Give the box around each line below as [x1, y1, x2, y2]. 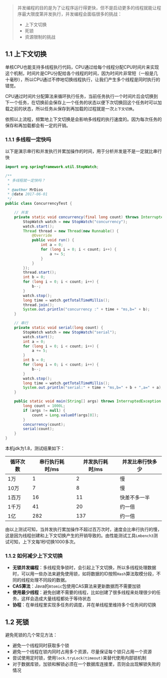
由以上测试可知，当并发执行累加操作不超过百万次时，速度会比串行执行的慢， [5, 527, 162, 532]
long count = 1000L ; [23, 403, 66, 409]
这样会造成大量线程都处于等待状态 [21, 596, 91, 602]
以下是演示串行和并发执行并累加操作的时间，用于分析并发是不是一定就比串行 [5, 149, 162, 154]
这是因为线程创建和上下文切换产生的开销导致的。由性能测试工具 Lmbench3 [5, 532, 154, 538]
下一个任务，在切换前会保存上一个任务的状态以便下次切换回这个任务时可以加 [5, 99, 162, 105]
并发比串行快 [122, 458, 153, 465]
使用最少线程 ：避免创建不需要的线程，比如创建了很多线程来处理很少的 [12, 590, 157, 596]
